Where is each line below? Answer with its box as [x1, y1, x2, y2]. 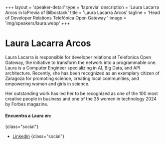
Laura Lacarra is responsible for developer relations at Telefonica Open [5, 54, 152, 60]
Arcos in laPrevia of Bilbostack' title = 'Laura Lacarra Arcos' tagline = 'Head [5, 9, 161, 15]
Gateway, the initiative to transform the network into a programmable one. [5, 59, 157, 65]
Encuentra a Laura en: [5, 112, 52, 118]
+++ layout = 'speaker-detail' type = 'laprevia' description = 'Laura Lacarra [5, 4, 160, 10]
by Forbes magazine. [5, 101, 48, 107]
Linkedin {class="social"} [12, 133, 65, 139]
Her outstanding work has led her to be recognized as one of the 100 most [5, 90, 158, 96]
